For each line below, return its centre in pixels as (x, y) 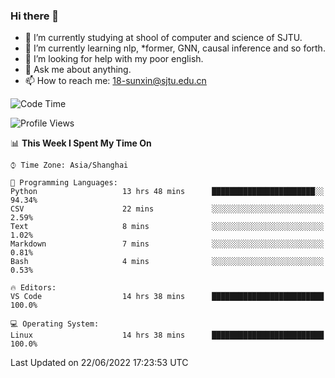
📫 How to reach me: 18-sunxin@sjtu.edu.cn (115, 81)
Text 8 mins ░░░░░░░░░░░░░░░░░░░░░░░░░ (167, 227)
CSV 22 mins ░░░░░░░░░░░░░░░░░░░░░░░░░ (167, 209)
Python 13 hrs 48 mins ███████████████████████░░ (167, 192)
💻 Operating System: (55, 324)
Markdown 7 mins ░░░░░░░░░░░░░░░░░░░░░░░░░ (167, 244)
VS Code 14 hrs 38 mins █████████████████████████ (167, 297)
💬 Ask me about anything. (78, 70)
